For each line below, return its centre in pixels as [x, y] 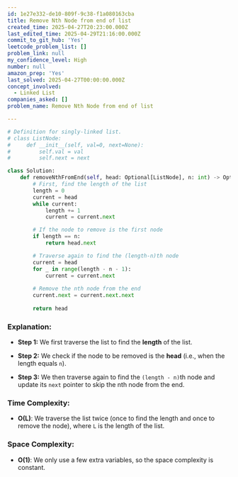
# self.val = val [45, 152]
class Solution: [31, 171]
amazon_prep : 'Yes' [36, 73]
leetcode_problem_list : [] [47, 47]
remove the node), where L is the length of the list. [91, 426]
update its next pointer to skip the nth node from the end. [101, 385]
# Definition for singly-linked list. [64, 132]
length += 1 [63, 211]
